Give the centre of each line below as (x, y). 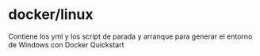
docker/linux (51, 15)
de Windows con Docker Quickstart (66, 44)
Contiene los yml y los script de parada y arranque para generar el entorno (130, 36)
